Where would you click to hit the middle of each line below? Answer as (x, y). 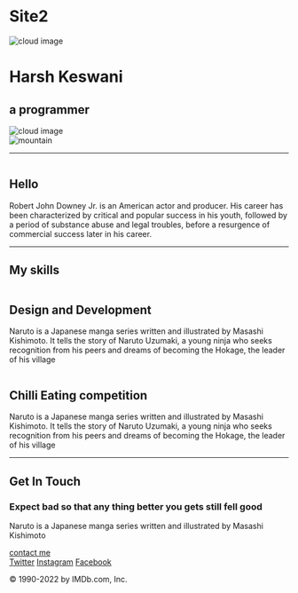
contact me (30, 552)
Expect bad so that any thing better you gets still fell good (136, 506)
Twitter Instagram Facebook (61, 562)
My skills (35, 270)
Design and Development (81, 309)
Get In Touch (45, 481)
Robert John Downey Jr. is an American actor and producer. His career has (146, 205)
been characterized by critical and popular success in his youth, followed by (149, 215)
